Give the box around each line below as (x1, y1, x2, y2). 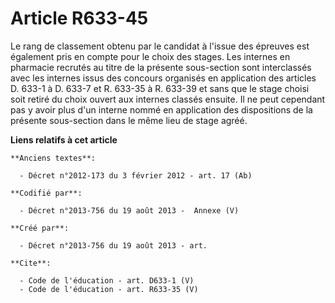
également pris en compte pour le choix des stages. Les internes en (10, 50, 291, 62)
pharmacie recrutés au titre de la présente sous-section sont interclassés (10, 61, 312, 73)
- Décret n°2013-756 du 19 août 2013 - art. (19, 240, 208, 251)
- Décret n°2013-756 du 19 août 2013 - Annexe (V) (19, 205, 240, 216)
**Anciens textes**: (10, 153, 97, 163)
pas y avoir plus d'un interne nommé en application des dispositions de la (10, 103, 313, 116)
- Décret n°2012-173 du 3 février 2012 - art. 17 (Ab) (19, 170, 253, 181)
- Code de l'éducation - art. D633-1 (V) (19, 275, 195, 286)
